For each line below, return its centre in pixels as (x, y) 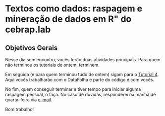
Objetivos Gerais (31, 48)
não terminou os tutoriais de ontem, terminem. (53, 65)
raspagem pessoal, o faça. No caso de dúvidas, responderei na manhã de (81, 95)
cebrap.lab (28, 30)
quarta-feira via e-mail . (29, 100)
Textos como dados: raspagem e (74, 9)
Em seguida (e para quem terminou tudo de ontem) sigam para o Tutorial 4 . (82, 74)
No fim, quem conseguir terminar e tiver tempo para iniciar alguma (73, 89)
